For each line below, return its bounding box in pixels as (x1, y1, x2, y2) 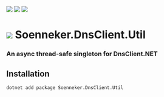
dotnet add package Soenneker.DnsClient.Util (6, 84, 123, 91)
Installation (6, 68, 50, 79)
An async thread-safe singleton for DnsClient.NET (6, 49, 158, 58)
